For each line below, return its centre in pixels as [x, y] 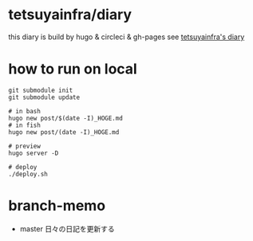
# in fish [25, 125]
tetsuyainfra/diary [70, 15]
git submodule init [41, 90]
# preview [25, 146]
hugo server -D [34, 153]
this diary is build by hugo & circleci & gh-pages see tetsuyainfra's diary [126, 37]
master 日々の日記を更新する [67, 228]
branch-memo [57, 206]
